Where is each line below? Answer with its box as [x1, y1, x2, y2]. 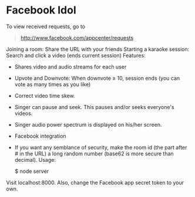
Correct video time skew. [14, 92, 75, 99]
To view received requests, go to [6, 23, 86, 30]
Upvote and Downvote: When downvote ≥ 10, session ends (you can [14, 74, 180, 81]
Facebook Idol [6, 4, 76, 17]
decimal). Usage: [14, 156, 56, 163]
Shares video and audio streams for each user [14, 63, 127, 70]
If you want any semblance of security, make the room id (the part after [14, 144, 187, 151]
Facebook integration [14, 133, 66, 140]
